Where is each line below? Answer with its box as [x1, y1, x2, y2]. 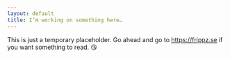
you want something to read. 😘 [7, 43, 97, 51]
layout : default [7, 10, 54, 17]
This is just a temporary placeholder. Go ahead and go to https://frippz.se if [7, 35, 223, 43]
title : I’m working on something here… [7, 17, 123, 23]
